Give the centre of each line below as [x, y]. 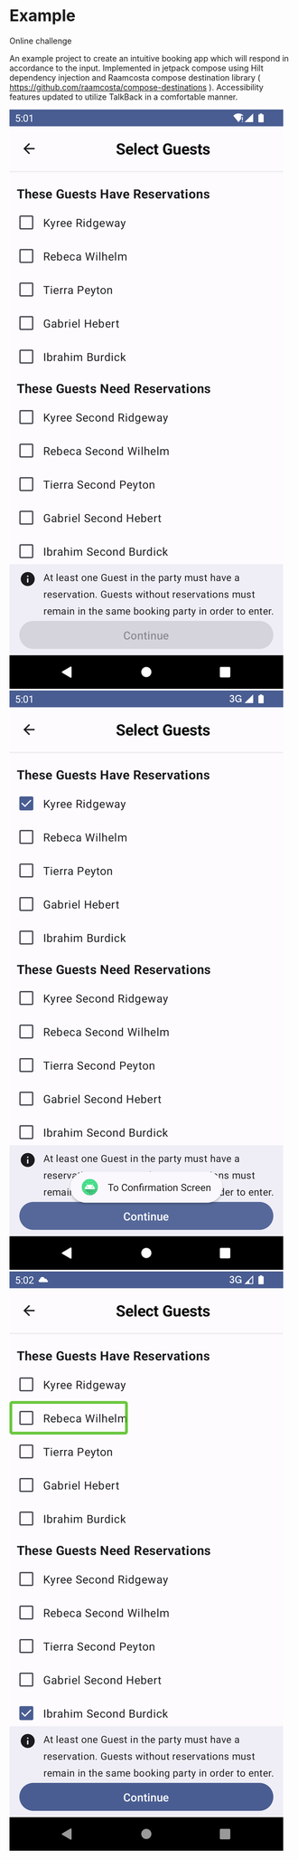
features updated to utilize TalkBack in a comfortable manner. [124, 97]
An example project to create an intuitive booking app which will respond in [149, 58]
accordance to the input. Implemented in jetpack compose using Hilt [136, 68]
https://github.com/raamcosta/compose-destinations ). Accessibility [136, 87]
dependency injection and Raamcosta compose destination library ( [135, 77]
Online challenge [41, 41]
